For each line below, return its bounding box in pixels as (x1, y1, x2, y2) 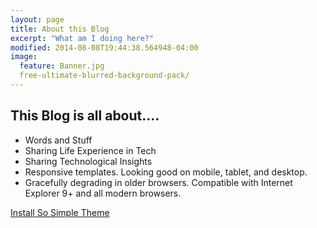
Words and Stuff (24, 134, 93, 146)
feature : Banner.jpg (19, 61, 105, 71)
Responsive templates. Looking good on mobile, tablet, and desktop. (24, 166, 308, 178)
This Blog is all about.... (10, 107, 160, 125)
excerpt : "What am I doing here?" (10, 33, 155, 43)
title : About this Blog (10, 24, 110, 34)
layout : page (10, 14, 65, 25)
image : (10, 52, 38, 62)
